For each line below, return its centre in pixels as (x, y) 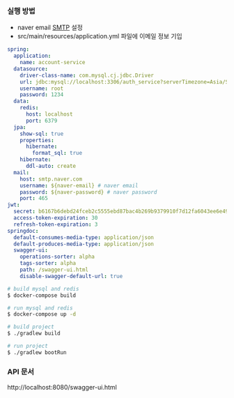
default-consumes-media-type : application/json (84, 237)
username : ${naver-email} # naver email (79, 185)
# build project (31, 327)
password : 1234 (42, 95)
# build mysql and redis (43, 289)
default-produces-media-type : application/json (84, 244)
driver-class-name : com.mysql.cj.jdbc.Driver (87, 75)
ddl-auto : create (51, 166)
